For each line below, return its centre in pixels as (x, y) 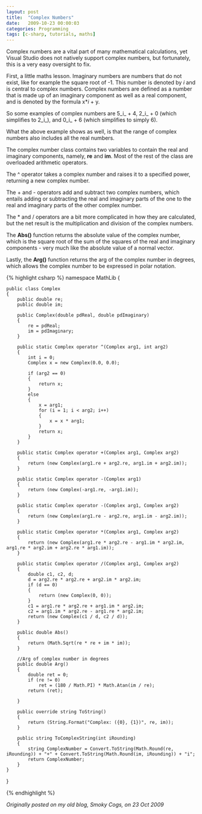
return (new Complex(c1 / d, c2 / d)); (78, 617)
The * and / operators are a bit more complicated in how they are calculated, (101, 217)
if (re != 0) (44, 680)
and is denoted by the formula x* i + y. (53, 102)
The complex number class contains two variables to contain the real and (97, 150)
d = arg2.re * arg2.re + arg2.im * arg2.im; (85, 580)
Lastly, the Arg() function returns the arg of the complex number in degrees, (101, 260)
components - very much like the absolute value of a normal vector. (90, 248)
